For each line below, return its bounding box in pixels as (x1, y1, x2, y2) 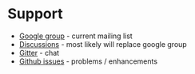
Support (7, 5, 63, 23)
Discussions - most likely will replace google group (18, 39, 187, 49)
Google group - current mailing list (18, 31, 133, 41)
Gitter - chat (18, 48, 60, 57)
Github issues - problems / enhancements (18, 56, 157, 66)
